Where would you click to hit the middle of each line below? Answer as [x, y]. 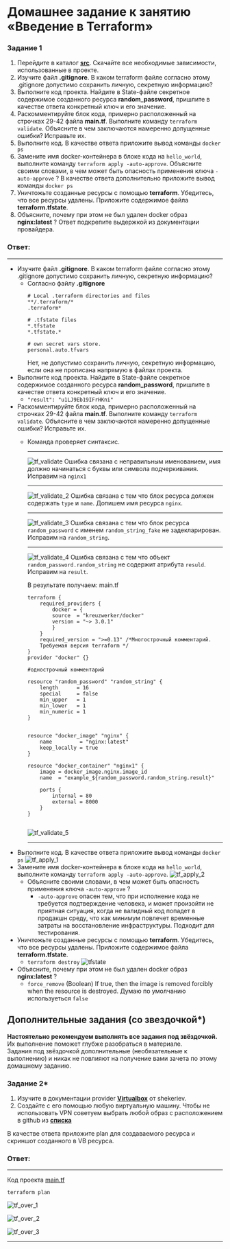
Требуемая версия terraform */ [84, 645]
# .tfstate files [52, 320]
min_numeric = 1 [63, 711]
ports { [51, 790]
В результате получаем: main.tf [73, 585]
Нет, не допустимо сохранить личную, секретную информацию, [122, 363]
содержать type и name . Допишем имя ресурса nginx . [105, 503]
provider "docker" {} [58, 657]
